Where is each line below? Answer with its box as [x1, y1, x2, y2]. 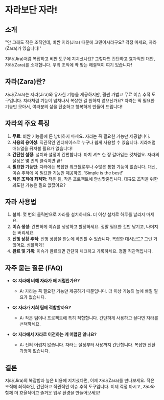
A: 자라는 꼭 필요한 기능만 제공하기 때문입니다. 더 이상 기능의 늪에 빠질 [19, 288, 153, 294]
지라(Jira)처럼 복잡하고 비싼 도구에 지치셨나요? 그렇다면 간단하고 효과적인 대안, [5, 56, 155, 62]
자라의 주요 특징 [5, 119, 50, 127]
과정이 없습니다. [19, 348, 50, 354]
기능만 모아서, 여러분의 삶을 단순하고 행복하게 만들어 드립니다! [5, 104, 123, 109]
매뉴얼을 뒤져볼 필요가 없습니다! [12, 145, 72, 151]
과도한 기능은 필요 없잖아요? [12, 182, 66, 188]
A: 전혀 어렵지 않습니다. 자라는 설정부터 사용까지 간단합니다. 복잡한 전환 [19, 342, 156, 348]
